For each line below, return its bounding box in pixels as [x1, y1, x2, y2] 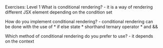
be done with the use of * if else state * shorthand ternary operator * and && [5, 24, 158, 30]
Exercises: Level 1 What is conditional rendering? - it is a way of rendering [5, 4, 153, 10]
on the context [5, 38, 35, 44]
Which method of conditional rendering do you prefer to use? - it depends [5, 33, 153, 39]
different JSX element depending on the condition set [5, 9, 113, 15]
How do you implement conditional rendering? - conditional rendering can [5, 19, 153, 24]
